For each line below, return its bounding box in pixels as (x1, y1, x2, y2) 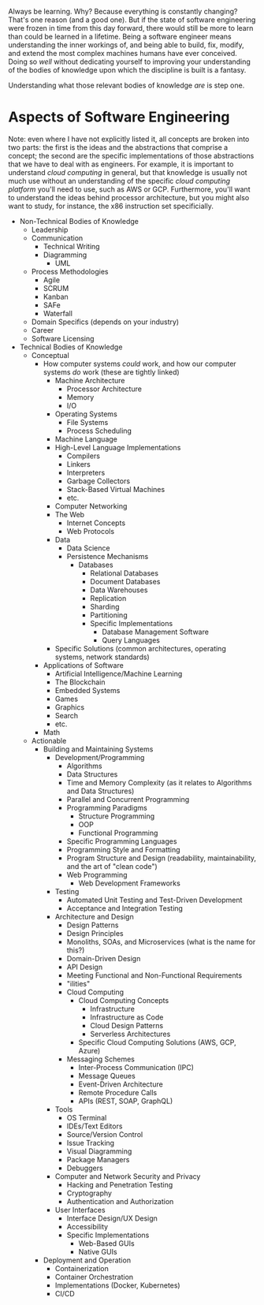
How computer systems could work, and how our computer (43, 359, 236, 368)
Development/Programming (54, 752, 145, 762)
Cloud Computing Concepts (78, 995, 169, 1005)
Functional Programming (78, 828, 158, 837)
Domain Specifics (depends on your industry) (31, 317, 180, 326)
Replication (90, 593, 127, 602)
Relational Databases (90, 568, 159, 578)
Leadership (31, 225, 69, 234)
